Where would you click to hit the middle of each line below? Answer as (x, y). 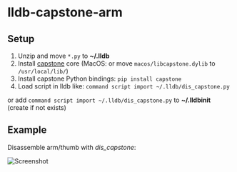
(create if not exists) (37, 107)
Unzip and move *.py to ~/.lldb (64, 56)
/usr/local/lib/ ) (43, 71)
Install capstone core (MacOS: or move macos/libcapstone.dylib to (116, 64)
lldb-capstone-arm (65, 12)
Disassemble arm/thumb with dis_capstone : (72, 147)
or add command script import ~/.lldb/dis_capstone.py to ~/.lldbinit (109, 100)
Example (27, 130)
